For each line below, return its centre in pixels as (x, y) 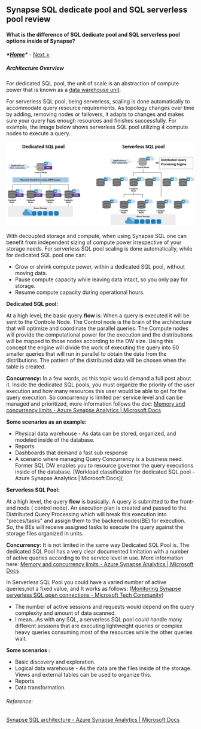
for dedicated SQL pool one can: (46, 255)
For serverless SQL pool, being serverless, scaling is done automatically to (98, 101)
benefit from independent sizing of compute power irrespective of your (94, 242)
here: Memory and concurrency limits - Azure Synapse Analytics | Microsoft (100, 564)
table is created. (26, 367)
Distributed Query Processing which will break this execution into (86, 514)
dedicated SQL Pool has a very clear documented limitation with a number (98, 551)
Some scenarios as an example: (46, 422)
